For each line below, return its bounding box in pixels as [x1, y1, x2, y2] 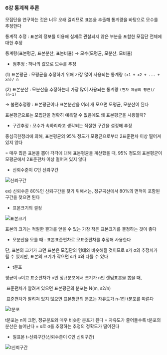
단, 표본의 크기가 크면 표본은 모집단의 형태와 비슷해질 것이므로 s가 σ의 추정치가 [5, 247, 158, 253]
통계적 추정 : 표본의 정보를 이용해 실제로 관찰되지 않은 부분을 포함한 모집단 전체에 [5, 33, 162, 39]
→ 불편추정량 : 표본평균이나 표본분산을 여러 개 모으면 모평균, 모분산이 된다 [5, 101, 149, 108]
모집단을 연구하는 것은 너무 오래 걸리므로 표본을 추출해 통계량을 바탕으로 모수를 [5, 16, 159, 23]
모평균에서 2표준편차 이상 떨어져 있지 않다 [5, 156, 87, 163]
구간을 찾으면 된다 [5, 194, 40, 200]
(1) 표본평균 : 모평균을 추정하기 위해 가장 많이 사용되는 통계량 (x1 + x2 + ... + [5, 71, 160, 78]
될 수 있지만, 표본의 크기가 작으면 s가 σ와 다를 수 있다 [5, 253, 109, 260]
